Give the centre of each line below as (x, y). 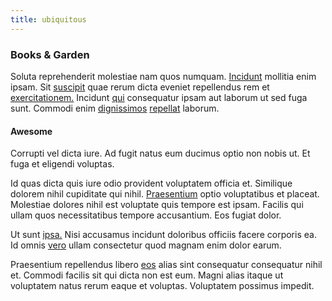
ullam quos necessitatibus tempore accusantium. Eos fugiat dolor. (146, 215)
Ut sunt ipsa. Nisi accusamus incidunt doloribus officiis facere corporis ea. (163, 235)
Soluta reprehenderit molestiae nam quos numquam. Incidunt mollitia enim (163, 76)
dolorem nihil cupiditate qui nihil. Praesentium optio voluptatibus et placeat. (165, 194)
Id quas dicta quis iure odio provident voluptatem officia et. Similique (151, 183)
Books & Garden (50, 54)
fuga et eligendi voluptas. (62, 164)
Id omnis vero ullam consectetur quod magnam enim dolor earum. (146, 245)
